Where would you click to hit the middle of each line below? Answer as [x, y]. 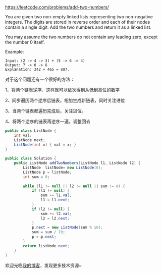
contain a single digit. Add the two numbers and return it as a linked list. [78, 27]
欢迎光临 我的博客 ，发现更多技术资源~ [44, 265]
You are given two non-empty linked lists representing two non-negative [79, 17]
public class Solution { [31, 159]
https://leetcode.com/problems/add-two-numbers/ [57, 7]
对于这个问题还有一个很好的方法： [40, 79]
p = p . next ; [44, 237]
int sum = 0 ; [36, 177]
